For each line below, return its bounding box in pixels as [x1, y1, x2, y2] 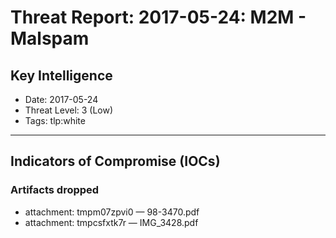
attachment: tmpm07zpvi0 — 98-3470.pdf [24, 206, 200, 218]
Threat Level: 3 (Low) [24, 104, 114, 116]
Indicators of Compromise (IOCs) [10, 153, 221, 170]
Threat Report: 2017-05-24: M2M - [10, 6, 307, 29]
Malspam [10, 27, 90, 50]
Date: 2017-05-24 [24, 94, 99, 105]
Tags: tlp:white [24, 115, 86, 126]
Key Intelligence [10, 67, 113, 84]
